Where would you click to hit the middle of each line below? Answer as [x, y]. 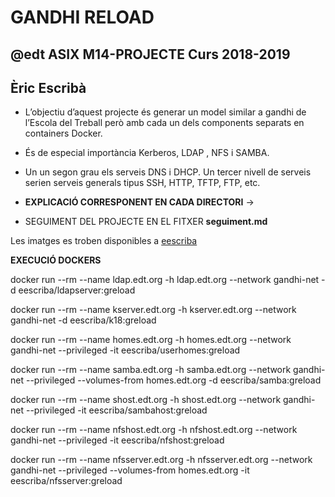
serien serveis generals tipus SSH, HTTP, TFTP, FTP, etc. [142, 183]
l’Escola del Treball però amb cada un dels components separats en [164, 123]
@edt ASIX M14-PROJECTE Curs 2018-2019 [150, 54]
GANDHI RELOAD [82, 17]
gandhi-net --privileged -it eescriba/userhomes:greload [125, 350]
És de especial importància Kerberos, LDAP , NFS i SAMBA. [147, 153]
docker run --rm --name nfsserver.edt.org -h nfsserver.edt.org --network [161, 460]
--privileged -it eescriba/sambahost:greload [116, 410]
